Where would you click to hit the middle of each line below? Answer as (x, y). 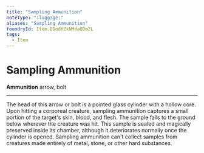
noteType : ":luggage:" (35, 18)
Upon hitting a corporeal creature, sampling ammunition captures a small (97, 110)
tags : (13, 35)
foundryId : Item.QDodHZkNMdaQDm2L (50, 29)
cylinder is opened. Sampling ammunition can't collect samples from (92, 137)
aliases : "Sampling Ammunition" (47, 23)
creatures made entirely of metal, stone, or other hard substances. (89, 143)
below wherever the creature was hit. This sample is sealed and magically (99, 124)
